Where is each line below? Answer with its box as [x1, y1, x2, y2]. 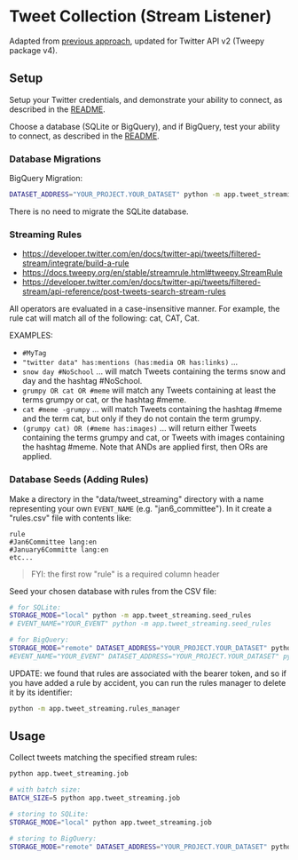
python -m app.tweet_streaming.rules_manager [9, 704, 180, 713]
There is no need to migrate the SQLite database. [9, 206, 189, 217]
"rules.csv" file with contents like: [9, 513, 132, 523]
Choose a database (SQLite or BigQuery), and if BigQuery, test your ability [9, 121, 281, 131]
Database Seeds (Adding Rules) [9, 474, 149, 486]
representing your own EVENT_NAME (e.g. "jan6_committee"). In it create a [9, 503, 272, 514]
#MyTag [21, 349, 47, 358]
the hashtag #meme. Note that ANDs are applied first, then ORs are [21, 442, 269, 452]
